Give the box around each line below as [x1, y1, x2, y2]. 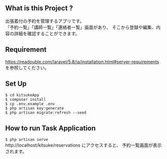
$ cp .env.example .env [5, 101, 55, 107]
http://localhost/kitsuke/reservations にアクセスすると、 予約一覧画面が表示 [5, 142, 162, 148]
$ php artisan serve [5, 137, 49, 142]
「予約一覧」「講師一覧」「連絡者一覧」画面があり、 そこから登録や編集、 [5, 24, 156, 30]
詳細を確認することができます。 [14, 30, 80, 37]
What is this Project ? [5, 4, 73, 13]
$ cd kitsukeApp [5, 93, 39, 98]
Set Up [5, 80, 27, 88]
